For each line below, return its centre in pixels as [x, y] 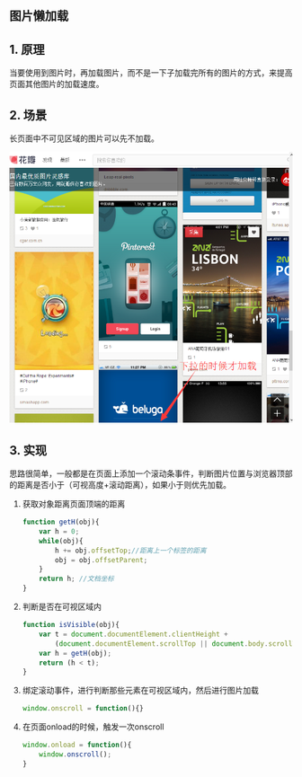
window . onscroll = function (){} [83, 709]
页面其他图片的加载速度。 [57, 84]
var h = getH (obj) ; [75, 653]
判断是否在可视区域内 [62, 607]
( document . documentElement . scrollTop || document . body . [162, 644]
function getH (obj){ [61, 522]
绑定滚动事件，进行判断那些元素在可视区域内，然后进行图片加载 [140, 691]
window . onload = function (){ [77, 745]
